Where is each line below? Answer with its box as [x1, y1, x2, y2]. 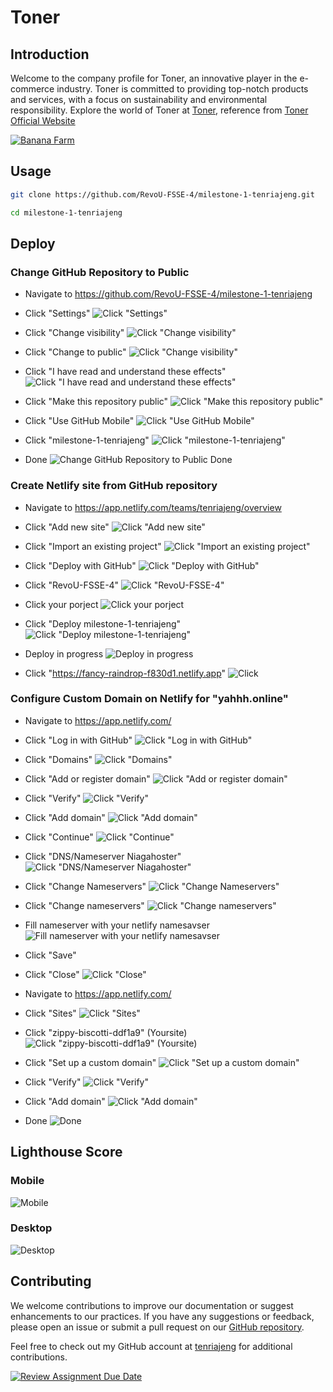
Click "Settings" [24, 307, 91, 320]
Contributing [10, 1273, 92, 1290]
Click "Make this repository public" [24, 396, 169, 408]
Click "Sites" [24, 1007, 77, 1019]
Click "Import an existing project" [24, 540, 162, 552]
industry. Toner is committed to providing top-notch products [56, 83, 309, 95]
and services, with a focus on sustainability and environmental [10, 94, 268, 105]
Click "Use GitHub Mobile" [24, 415, 135, 427]
